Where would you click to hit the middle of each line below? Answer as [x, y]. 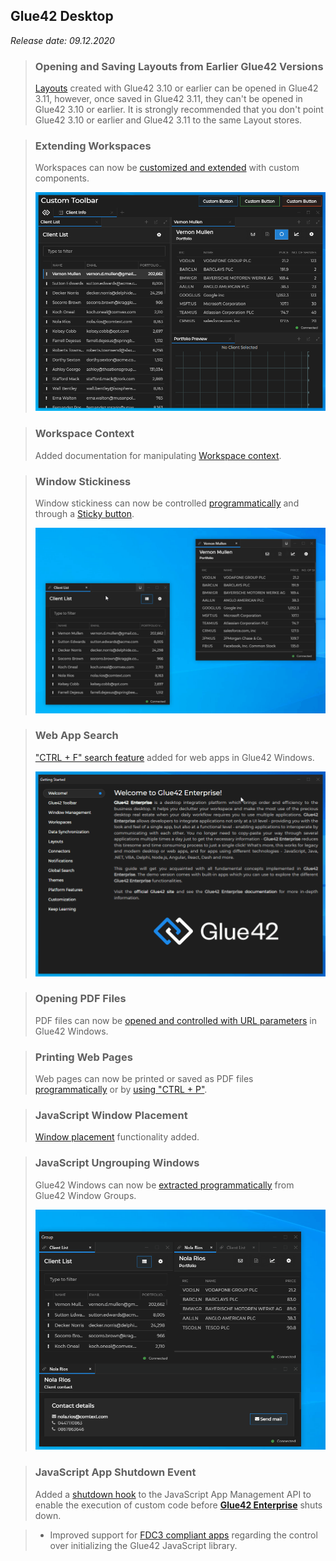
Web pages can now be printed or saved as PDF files [144, 1079]
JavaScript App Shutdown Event [115, 1472]
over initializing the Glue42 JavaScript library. [143, 1545]
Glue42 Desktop [62, 16]
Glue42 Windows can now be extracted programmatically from [164, 1185]
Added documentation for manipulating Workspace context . [158, 455]
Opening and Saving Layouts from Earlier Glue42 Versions [179, 66]
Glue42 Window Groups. [85, 1195]
